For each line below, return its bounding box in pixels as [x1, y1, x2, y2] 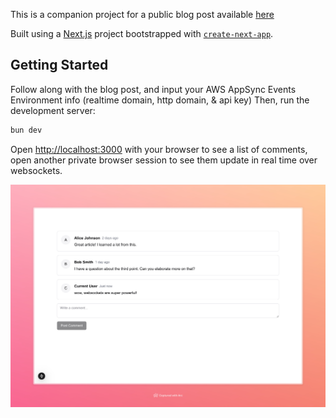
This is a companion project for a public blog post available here [10, 9, 275, 20]
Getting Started [10, 57, 109, 74]
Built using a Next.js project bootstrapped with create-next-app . [10, 28, 274, 39]
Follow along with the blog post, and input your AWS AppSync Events [10, 83, 297, 95]
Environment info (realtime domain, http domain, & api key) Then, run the [10, 94, 310, 106]
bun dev [10, 125, 43, 135]
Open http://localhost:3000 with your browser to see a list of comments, [10, 143, 308, 155]
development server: [10, 104, 96, 116]
